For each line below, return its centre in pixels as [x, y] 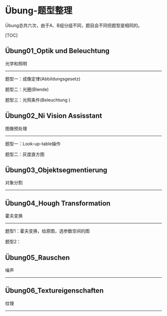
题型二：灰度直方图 [25, 154]
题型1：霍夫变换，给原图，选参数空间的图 [47, 231]
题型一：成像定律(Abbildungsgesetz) [43, 79]
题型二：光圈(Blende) [27, 89]
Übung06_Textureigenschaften [54, 291]
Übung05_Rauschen [38, 258]
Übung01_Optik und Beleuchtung [57, 51]
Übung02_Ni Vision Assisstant [54, 116]
